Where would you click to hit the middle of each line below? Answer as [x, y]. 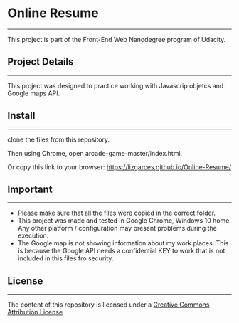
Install [21, 116]
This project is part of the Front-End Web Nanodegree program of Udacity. [117, 39]
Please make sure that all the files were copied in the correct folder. [116, 213]
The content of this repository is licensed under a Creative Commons [108, 305]
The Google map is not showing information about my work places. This [123, 243]
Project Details [41, 62]
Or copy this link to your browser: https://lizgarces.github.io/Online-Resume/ [119, 167]
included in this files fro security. [65, 258]
